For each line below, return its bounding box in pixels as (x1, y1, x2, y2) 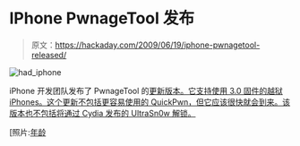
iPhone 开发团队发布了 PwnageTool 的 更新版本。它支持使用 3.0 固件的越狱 (9, 85, 284, 96)
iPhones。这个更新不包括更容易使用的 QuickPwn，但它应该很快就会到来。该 (9, 96, 291, 107)
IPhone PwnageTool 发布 (9, 8, 195, 29)
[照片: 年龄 (9, 126, 47, 137)
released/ (30, 49, 67, 60)
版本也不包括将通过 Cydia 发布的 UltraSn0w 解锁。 (9, 107, 196, 118)
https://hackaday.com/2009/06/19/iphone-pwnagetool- (55, 39, 261, 50)
